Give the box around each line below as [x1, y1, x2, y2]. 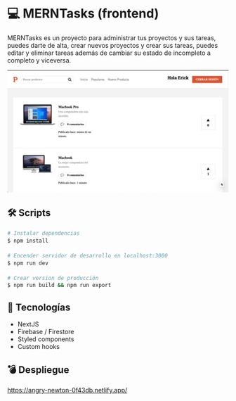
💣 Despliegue [7, 364, 70, 376]
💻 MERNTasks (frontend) [7, 6, 159, 22]
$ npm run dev [7, 260, 49, 267]
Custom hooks [17, 343, 60, 351]
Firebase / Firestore [17, 328, 74, 336]
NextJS [17, 320, 39, 329]
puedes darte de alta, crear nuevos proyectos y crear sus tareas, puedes [7, 41, 218, 49]
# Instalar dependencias [7, 230, 80, 237]
